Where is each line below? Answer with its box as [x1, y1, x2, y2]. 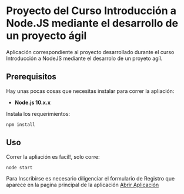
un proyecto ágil [6, 29, 87, 42]
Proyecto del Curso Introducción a [6, 4, 176, 18]
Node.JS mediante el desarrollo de [6, 16, 178, 30]
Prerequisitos [6, 72, 57, 82]
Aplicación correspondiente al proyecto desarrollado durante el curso [6, 48, 175, 55]
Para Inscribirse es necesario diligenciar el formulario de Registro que [6, 175, 175, 182]
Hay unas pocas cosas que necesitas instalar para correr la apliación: [6, 87, 175, 95]
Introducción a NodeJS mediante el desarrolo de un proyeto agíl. [6, 55, 163, 62]
